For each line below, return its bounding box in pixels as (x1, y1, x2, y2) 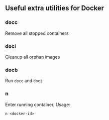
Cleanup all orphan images (5, 54, 60, 60)
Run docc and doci (5, 78, 43, 84)
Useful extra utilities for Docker (5, 4, 105, 12)
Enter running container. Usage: (5, 102, 71, 108)
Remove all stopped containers (5, 30, 69, 36)
